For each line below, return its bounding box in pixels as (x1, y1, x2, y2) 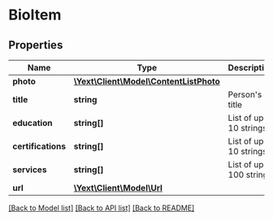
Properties (8, 38, 63, 52)
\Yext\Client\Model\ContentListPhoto (73, 75, 221, 87)
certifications (12, 140, 67, 152)
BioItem (8, 6, 62, 24)
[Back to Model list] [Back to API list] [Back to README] (8, 203, 195, 213)
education (12, 118, 53, 128)
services (12, 164, 47, 175)
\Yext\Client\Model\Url (73, 183, 162, 193)
